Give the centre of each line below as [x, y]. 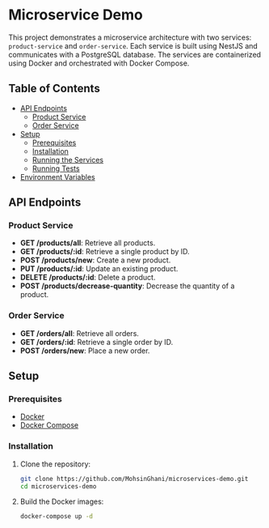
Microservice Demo [76, 15]
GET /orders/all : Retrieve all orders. [80, 333]
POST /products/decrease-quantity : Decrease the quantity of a [127, 286]
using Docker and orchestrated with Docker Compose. [99, 63]
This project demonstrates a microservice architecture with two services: [130, 37]
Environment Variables [57, 177]
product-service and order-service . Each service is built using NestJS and [133, 45]
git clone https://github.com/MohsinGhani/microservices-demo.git [134, 479]
